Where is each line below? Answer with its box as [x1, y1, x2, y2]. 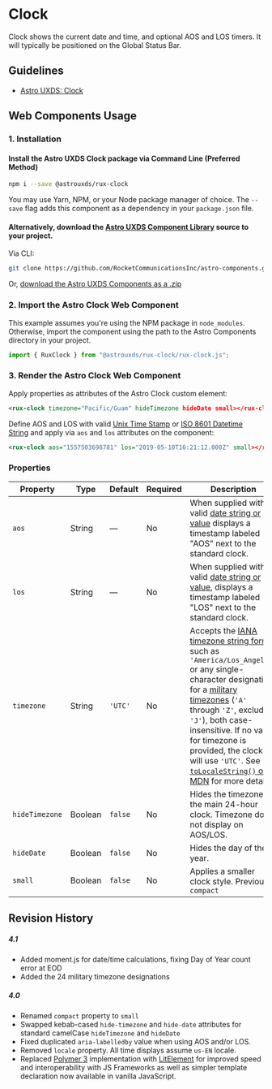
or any [189, 663, 215, 675]
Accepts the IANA [189, 624, 257, 636]
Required [146, 483, 182, 495]
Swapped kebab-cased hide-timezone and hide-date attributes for [19, 1020, 242, 1030]
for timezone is [189, 734, 247, 745]
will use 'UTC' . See [189, 754, 261, 766]
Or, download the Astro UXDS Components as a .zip [8, 279, 182, 289]
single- [215, 663, 244, 675]
